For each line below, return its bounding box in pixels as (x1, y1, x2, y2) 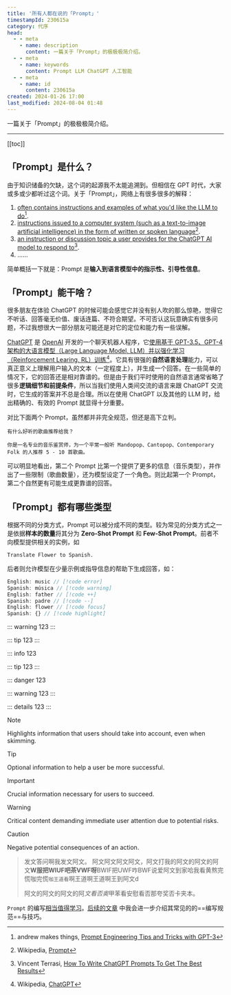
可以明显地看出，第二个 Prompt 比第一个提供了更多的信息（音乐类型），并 (7, 462, 215, 470)
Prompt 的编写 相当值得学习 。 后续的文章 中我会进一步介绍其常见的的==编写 (7, 904, 218, 912)
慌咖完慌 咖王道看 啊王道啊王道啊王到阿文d (23, 875, 139, 883)
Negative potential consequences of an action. (7, 844, 140, 852)
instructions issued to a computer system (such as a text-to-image (16, 219, 206, 227)
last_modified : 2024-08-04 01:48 (7, 100, 103, 107)
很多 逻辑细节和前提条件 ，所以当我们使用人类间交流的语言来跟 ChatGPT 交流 (7, 381, 223, 389)
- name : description (19, 42, 78, 49)
